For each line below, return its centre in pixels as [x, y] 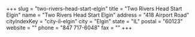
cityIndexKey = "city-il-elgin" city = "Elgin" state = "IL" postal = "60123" [95, 21]
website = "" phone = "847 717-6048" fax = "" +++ [69, 27]
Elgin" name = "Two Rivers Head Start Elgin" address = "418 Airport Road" [98, 15]
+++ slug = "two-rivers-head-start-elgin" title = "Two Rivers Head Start [94, 9]
